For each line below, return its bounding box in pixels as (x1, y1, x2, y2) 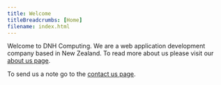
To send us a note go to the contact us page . (7, 70, 136, 78)
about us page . (7, 57, 51, 65)
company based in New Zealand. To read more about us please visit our (7, 49, 214, 57)
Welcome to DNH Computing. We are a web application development (7, 42, 206, 50)
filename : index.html (7, 23, 70, 30)
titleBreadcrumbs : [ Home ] (7, 17, 82, 23)
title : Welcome (7, 10, 52, 17)
